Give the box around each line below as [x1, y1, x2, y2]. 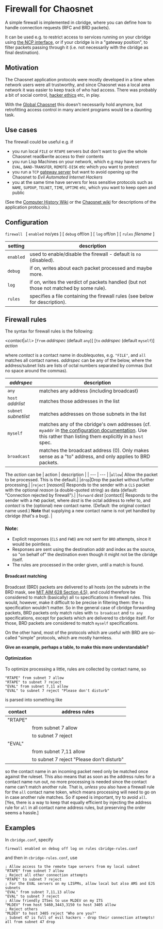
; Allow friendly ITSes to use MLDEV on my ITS [5, 898, 103, 903]
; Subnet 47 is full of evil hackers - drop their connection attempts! [5, 915, 155, 920]
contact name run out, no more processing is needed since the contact [5, 779, 147, 785]
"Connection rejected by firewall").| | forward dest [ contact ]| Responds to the [5, 492, 158, 498]
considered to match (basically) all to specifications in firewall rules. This [5, 594, 151, 600]
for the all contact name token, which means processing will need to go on [5, 789, 156, 795]
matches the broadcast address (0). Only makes [39, 447, 149, 454]
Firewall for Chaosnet [5, 3, 94, 15]
